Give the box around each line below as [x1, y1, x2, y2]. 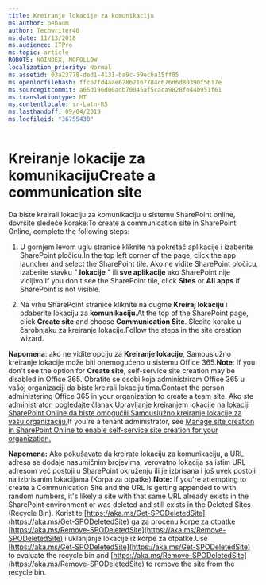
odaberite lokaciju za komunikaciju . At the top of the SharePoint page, [19, 308, 249, 318]
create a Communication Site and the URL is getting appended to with [8, 482, 237, 492]
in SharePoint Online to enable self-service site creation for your [8, 425, 218, 435]
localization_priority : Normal [8, 64, 112, 72]
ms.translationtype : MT [8, 93, 87, 101]
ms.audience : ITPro [8, 41, 73, 49]
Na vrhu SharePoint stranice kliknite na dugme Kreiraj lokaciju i [19, 299, 228, 309]
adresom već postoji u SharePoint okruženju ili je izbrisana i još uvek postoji [8, 466, 256, 475]
